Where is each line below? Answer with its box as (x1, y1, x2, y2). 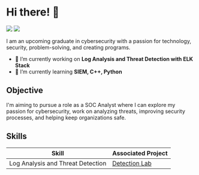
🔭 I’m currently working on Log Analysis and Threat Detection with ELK (14, 55, 194, 62)
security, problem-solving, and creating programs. (6, 44, 131, 51)
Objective (6, 85, 44, 96)
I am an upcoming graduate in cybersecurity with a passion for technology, (6, 37, 192, 44)
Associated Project (111, 149, 168, 157)
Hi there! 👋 (6, 5, 60, 19)
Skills (6, 131, 27, 142)
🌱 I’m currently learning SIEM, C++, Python (14, 68, 122, 75)
